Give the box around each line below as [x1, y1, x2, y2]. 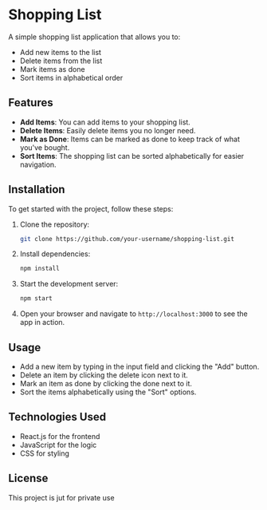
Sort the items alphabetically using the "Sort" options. [19, 387, 197, 397]
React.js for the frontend [19, 431, 100, 441]
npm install [19, 265, 60, 273]
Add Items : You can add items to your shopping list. [19, 117, 191, 127]
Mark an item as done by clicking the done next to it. [19, 379, 193, 388]
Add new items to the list [19, 47, 102, 57]
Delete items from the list [19, 56, 103, 65]
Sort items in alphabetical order [19, 73, 124, 82]
